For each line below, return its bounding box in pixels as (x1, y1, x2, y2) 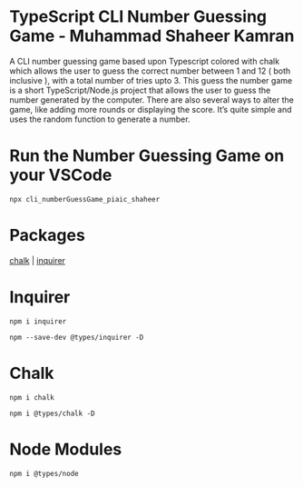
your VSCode (9, 165, 112, 185)
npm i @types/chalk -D (9, 409, 95, 418)
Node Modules (9, 439, 122, 460)
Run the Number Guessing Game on (9, 145, 285, 166)
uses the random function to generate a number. (9, 114, 191, 124)
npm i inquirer (9, 316, 67, 326)
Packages (9, 225, 86, 246)
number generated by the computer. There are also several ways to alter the (9, 94, 295, 105)
